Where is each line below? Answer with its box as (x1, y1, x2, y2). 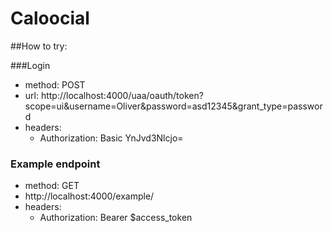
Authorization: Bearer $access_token (39, 212, 193, 224)
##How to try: (10, 40, 68, 52)
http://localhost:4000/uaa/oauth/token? (40, 89, 204, 101)
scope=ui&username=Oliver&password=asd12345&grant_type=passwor (24, 100, 323, 112)
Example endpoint (10, 157, 101, 171)
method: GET (24, 180, 80, 192)
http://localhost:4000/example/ (24, 190, 155, 202)
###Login (10, 59, 51, 71)
